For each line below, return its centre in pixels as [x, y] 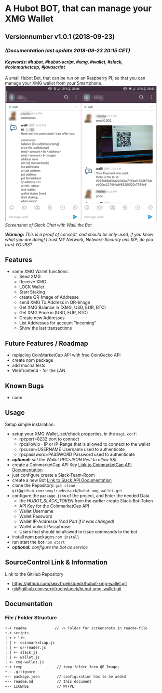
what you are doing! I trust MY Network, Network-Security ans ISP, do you [79, 239]
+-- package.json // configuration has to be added [66, 677]
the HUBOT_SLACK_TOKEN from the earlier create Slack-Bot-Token [86, 500]
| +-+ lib [15, 638]
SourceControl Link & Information [56, 562]
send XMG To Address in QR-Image [54, 302]
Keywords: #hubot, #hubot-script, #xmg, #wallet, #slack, [64, 62]
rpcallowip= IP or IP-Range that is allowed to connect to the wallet [85, 444]
